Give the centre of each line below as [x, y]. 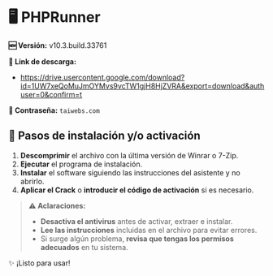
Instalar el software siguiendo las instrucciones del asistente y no [130, 172]
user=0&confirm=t [51, 94]
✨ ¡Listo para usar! [39, 263]
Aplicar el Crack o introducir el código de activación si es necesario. [137, 190]
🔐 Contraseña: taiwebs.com [54, 110]
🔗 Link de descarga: [43, 61]
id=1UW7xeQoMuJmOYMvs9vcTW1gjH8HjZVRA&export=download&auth [142, 86]
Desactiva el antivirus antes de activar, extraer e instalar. [136, 221]
